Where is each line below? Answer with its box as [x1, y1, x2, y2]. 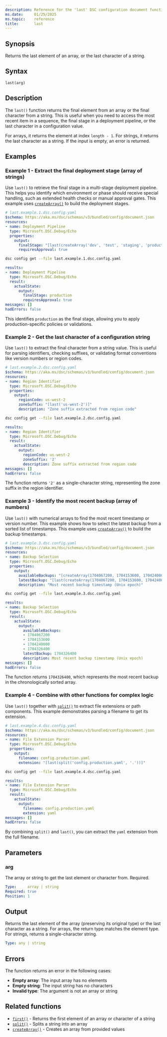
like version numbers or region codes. [5, 355, 83, 361]
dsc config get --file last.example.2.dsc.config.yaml [5, 415, 121, 420]
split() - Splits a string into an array [12, 1021, 88, 1027]
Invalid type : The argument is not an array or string [12, 988, 118, 994]
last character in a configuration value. [5, 123, 84, 129]
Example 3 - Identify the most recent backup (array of [5, 498, 138, 505]
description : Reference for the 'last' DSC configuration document [5, 7, 148, 12]
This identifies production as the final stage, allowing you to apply [5, 315, 140, 321]
